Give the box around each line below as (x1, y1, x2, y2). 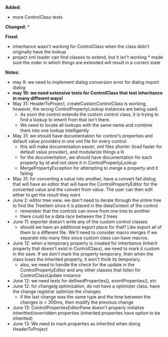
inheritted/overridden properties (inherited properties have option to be (12, 310, 160, 316)
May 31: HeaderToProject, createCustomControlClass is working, (12, 101, 147, 107)
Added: (5, 5, 21, 10)
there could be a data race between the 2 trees (20, 213, 118, 219)
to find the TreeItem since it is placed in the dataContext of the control (12, 203, 158, 209)
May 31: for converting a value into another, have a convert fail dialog (12, 176, 156, 181)
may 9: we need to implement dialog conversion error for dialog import (12, 79, 159, 85)
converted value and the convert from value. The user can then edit (12, 186, 153, 192)
